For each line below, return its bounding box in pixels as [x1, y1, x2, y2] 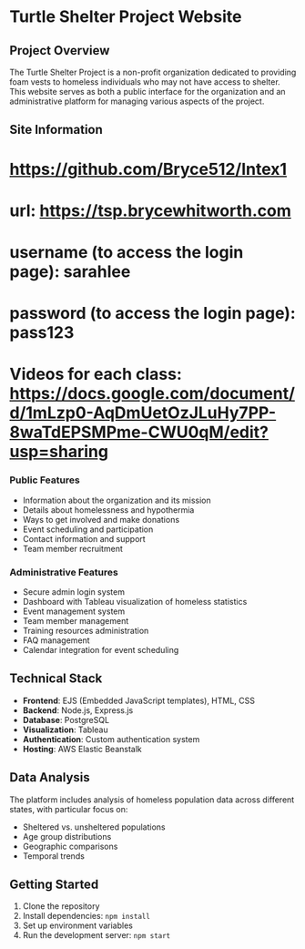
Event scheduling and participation [22, 524, 154, 535]
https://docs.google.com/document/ [9, 383, 296, 404]
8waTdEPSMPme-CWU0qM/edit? [9, 422, 269, 443]
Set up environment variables [22, 920, 134, 931]
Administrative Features [9, 566, 118, 578]
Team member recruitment [22, 543, 123, 554]
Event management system [22, 606, 126, 617]
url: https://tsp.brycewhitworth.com [9, 200, 291, 220]
